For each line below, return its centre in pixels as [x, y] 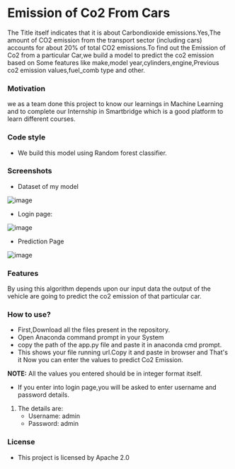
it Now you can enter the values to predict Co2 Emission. [101, 360]
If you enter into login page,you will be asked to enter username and [117, 388]
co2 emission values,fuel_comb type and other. [76, 70]
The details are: [40, 409]
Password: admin [53, 424]
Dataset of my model [48, 186]
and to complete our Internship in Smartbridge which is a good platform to [115, 112]
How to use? [29, 315]
